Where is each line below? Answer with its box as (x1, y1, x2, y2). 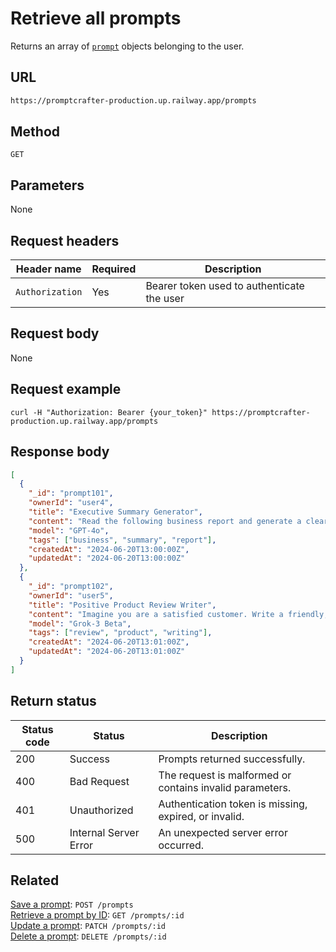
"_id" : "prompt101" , (28, 488, 114, 499)
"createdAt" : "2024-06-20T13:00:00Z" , (28, 544, 190, 554)
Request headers (10, 232, 120, 249)
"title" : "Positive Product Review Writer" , (28, 600, 217, 610)
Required (91, 262, 137, 276)
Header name (15, 262, 82, 276)
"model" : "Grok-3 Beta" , (28, 618, 132, 629)
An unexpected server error (158, 825, 288, 839)
